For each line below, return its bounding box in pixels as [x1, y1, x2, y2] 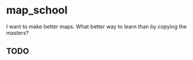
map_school [6, 4, 68, 17]
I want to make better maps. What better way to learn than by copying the [6, 23, 187, 30]
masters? [6, 29, 29, 36]
